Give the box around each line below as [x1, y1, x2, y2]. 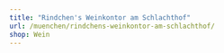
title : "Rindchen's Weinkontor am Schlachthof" [9, 13, 192, 22]
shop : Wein [9, 30, 50, 39]
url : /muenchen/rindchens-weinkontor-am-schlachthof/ [9, 22, 216, 31]
